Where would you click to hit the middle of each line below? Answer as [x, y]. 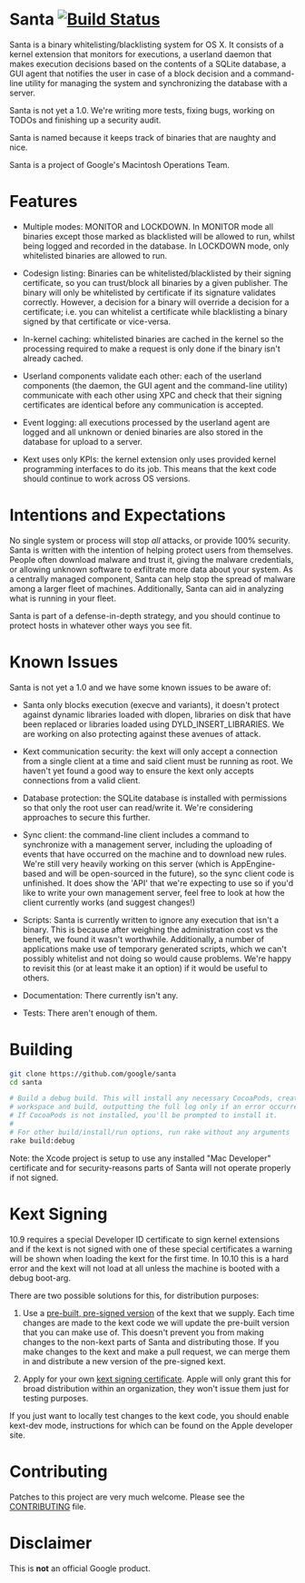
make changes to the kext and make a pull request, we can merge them [156, 1352]
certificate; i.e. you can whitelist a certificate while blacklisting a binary [155, 311]
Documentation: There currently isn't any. [100, 995]
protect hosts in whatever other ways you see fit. [101, 625]
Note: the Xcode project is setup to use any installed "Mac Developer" [140, 1158]
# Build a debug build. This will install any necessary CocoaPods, [142, 1098]
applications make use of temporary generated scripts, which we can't [155, 949]
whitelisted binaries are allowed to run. [95, 255]
